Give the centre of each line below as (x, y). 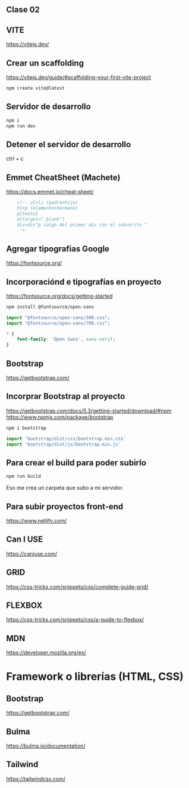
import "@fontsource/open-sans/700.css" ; (58, 323)
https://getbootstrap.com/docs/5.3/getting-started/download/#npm (89, 411)
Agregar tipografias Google (58, 249)
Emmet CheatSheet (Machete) (63, 177)
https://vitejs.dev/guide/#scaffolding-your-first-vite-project (79, 77)
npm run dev (21, 126)
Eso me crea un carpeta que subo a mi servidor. (65, 488)
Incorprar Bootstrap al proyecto (66, 397)
